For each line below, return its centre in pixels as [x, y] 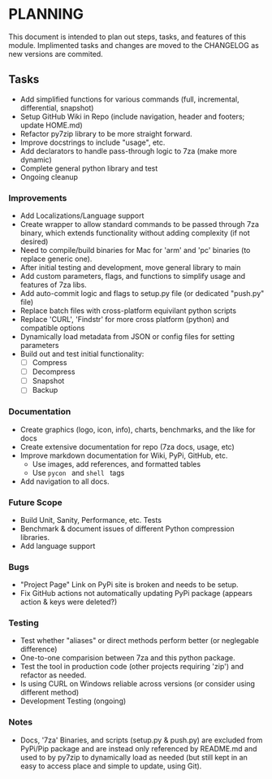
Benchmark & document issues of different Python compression [127, 529]
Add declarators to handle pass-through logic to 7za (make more [128, 150]
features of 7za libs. [53, 285]
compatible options [52, 328]
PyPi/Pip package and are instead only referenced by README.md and [138, 748]
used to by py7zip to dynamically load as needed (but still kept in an [134, 757]
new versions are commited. [56, 54]
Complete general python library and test [89, 168]
